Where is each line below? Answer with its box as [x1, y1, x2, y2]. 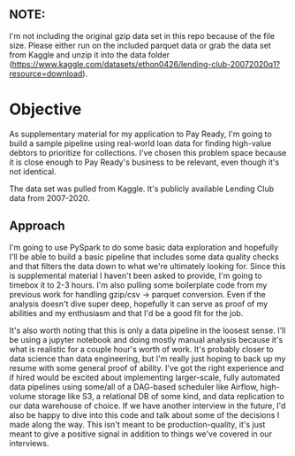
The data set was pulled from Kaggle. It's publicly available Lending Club [9, 183, 275, 194]
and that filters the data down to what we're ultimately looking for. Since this [9, 260, 286, 271]
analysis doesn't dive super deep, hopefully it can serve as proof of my [9, 298, 269, 309]
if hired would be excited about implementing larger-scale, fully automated [9, 372, 281, 383]
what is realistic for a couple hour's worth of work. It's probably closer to [9, 344, 274, 354]
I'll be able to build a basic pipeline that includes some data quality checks [9, 251, 280, 262]
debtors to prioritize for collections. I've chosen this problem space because [9, 147, 287, 158]
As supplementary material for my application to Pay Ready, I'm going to [9, 128, 272, 139]
